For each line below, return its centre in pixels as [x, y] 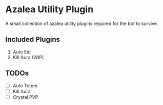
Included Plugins [33, 40]
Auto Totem [25, 86]
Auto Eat [22, 51]
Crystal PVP [25, 97]
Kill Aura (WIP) [28, 57]
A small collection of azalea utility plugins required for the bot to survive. [82, 23]
